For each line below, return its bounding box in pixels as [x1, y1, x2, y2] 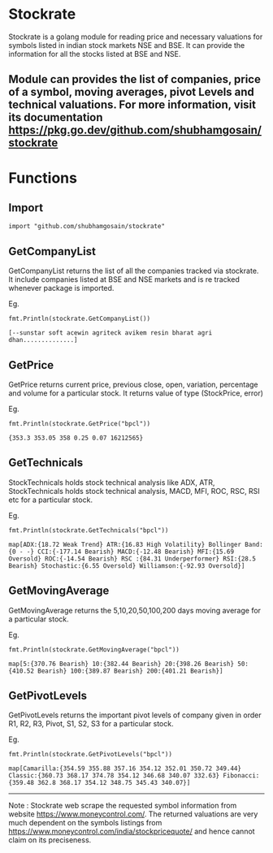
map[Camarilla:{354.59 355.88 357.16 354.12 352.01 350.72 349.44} [8, 764, 242, 773]
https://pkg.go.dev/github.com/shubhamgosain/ [8, 123, 262, 137]
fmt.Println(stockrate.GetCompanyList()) [8, 314, 151, 323]
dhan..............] [8, 336, 79, 344]
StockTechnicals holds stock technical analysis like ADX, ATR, [8, 477, 215, 487]
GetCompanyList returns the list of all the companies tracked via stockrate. [8, 266, 259, 276]
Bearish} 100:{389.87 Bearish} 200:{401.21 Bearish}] [37, 667, 223, 675]
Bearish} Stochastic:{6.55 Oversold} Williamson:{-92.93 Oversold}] [8, 561, 245, 569]
